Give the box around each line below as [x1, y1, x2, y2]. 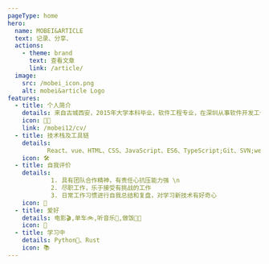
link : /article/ [28, 64, 84, 72]
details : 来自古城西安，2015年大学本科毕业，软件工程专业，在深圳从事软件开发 [22, 109, 255, 118]
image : [14, 72, 37, 80]
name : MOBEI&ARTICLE [14, 27, 84, 35]
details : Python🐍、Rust [22, 237, 100, 245]
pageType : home [7, 11, 59, 20]
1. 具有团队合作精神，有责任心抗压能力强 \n [50, 176, 180, 185]
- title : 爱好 [14, 206, 59, 214]
